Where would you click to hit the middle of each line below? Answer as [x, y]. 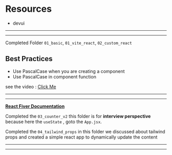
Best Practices [29, 59]
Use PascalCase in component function [54, 76]
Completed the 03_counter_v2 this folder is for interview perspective [78, 116]
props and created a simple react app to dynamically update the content [81, 137]
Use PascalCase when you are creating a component [69, 71]
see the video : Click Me [31, 86]
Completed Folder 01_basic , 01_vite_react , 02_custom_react [69, 43]
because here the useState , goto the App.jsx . [54, 122]
